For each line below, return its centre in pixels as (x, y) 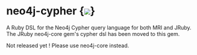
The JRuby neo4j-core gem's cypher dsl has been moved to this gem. (93, 33)
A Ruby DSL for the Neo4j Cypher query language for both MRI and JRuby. (99, 27)
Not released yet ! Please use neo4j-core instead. (68, 45)
